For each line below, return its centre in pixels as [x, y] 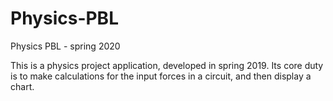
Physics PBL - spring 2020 [65, 46]
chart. [22, 86]
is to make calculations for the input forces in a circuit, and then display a [161, 76]
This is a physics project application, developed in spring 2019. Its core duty [167, 65]
